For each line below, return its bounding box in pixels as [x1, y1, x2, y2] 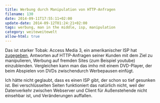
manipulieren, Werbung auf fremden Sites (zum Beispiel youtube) [5, 58, 135, 63]
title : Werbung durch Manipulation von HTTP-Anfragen [5, 7, 116, 12]
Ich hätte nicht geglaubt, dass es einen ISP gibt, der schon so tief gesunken [5, 77, 156, 83]
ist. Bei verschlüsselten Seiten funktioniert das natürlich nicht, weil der [5, 82, 145, 88]
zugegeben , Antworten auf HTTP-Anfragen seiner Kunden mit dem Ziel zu [5, 52, 153, 58]
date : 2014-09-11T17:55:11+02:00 [5, 16, 73, 21]
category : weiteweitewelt [5, 29, 57, 34]
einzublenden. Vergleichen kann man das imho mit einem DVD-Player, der [5, 62, 152, 68]
